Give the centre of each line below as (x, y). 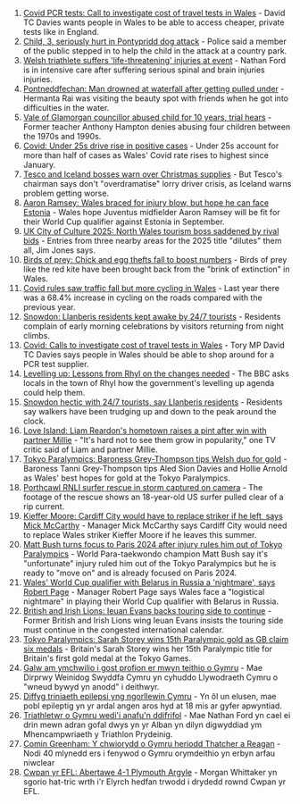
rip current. (44, 507)
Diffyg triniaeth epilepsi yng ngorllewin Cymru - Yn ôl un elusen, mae (150, 696)
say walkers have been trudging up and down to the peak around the (150, 411)
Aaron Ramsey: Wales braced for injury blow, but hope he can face (146, 203)
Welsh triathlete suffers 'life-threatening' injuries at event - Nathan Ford (154, 60)
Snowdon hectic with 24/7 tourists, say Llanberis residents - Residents (153, 402)
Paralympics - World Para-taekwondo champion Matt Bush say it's (146, 554)
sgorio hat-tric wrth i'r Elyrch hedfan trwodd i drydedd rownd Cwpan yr (154, 782)
